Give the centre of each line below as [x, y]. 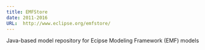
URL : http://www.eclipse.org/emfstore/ [59, 23]
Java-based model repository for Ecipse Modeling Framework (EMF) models [103, 41]
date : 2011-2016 [27, 18]
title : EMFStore [27, 12]
